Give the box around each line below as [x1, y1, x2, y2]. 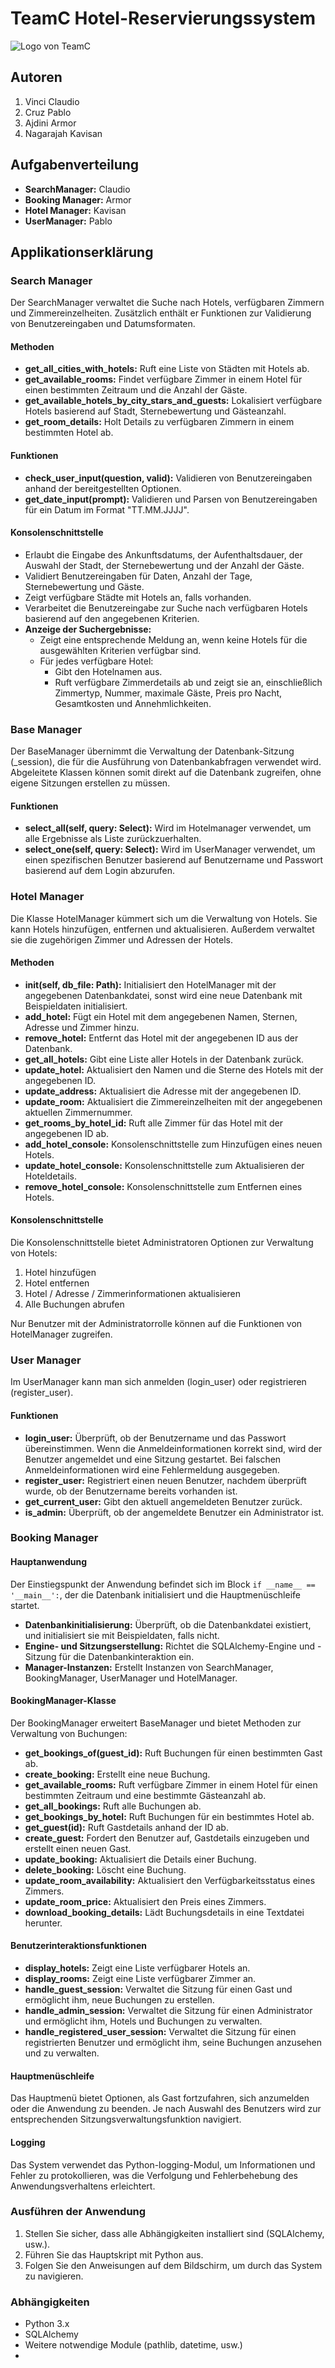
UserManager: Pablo [24, 215, 113, 227]
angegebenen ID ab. [24, 1127, 110, 1139]
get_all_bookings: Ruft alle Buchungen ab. [24, 1800, 202, 1812]
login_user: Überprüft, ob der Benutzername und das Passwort [24, 1432, 287, 1444]
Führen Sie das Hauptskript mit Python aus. [24, 2248, 204, 2261]
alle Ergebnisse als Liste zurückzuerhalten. [24, 833, 202, 845]
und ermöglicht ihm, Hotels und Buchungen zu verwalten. [24, 2015, 263, 2027]
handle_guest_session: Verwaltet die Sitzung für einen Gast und [24, 1983, 293, 1996]
